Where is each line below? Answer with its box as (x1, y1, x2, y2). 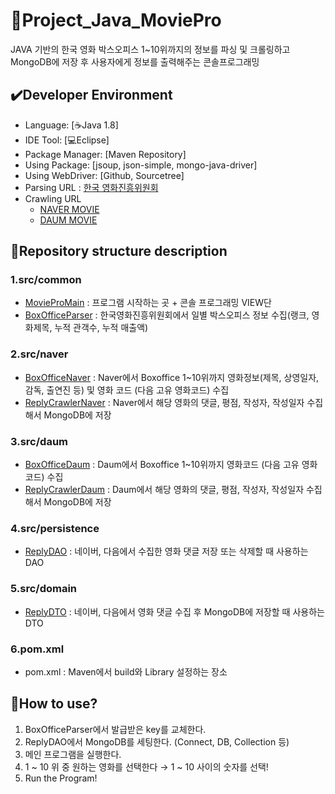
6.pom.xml (10, 642, 65, 656)
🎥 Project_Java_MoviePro (10, 9, 222, 32)
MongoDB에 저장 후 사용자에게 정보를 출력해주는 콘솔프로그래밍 (10, 55, 260, 68)
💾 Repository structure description (10, 243, 228, 260)
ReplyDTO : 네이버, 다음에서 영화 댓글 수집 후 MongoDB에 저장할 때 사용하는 (24, 605, 325, 618)
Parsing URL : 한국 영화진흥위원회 (24, 181, 159, 193)
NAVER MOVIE (39, 203, 100, 215)
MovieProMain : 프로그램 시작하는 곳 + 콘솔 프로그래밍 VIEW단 (24, 297, 272, 309)
